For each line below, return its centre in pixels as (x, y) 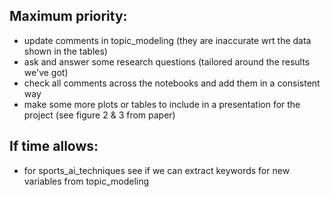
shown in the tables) (65, 51)
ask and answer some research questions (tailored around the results (167, 61)
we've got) (46, 72)
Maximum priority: (68, 16)
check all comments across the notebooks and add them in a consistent (172, 83)
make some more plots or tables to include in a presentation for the (162, 104)
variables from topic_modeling (86, 181)
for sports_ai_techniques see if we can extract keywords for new (157, 170)
